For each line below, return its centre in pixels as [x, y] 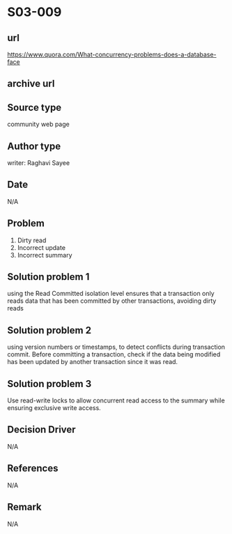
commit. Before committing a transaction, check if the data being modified [114, 354]
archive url [31, 84]
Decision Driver [41, 430]
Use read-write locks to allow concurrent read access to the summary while [116, 400]
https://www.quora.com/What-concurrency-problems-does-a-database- [112, 54]
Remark [24, 507]
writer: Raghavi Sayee [39, 163]
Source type [34, 108]
